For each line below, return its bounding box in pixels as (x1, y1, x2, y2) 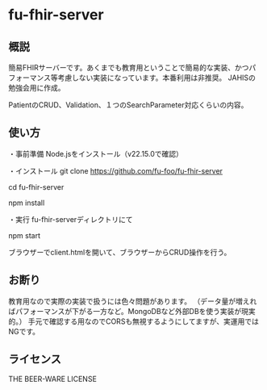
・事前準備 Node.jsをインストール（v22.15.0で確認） (8, 149, 184, 158)
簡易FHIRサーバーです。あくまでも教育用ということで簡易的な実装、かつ (8, 63, 249, 72)
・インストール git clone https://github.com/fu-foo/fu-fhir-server (8, 166, 223, 175)
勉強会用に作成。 (8, 83, 65, 92)
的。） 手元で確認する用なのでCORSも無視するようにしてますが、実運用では (8, 317, 260, 326)
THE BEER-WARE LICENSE (8, 374, 97, 384)
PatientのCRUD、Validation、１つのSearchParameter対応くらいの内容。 (8, 100, 248, 110)
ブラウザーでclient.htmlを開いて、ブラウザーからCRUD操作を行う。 (8, 247, 232, 257)
